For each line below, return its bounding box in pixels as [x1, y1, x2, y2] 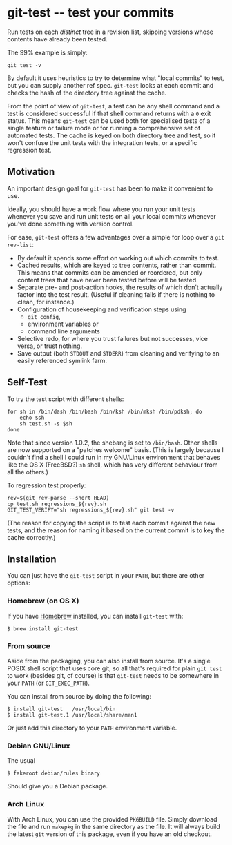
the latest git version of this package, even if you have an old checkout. [7, 830, 213, 838]
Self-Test [7, 376, 48, 388]
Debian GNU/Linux [7, 741, 70, 750]
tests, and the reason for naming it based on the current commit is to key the [7, 526, 225, 534]
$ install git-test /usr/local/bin [7, 706, 116, 712]
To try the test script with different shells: [7, 395, 124, 403]
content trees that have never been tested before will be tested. [17, 275, 198, 284]
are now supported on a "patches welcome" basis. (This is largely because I [7, 445, 224, 454]
